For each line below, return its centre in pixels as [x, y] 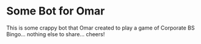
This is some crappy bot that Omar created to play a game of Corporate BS [100, 28]
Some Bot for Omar [56, 11]
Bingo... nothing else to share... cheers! [56, 34]
